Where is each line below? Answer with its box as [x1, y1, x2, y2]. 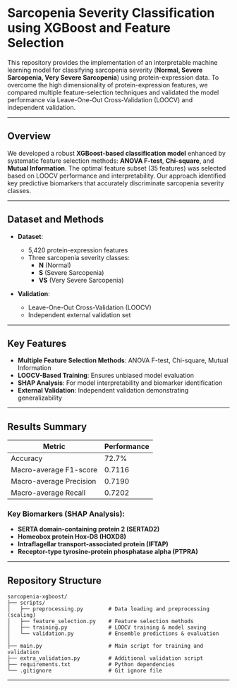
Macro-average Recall [11, 488, 86, 498]
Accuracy [11, 453, 43, 463]
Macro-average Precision [11, 477, 97, 486]
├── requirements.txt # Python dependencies [7, 661, 175, 668]
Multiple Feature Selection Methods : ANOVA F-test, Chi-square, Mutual [17, 356, 229, 364]
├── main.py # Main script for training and [7, 643, 203, 650]
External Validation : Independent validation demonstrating [17, 386, 189, 395]
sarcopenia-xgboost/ [7, 594, 68, 601]
